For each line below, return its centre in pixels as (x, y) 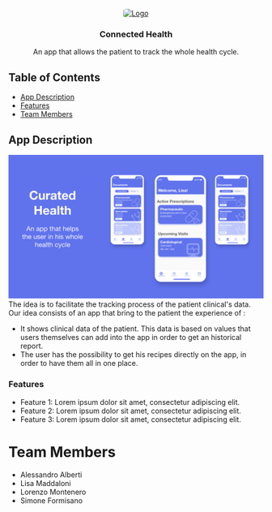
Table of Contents (55, 77)
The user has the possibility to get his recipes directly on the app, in (133, 355)
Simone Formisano (51, 500)
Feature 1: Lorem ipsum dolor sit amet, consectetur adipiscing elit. (130, 402)
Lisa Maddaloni (45, 483)
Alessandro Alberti (51, 475)
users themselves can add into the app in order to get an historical (131, 338)
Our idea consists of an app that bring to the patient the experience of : (127, 313)
